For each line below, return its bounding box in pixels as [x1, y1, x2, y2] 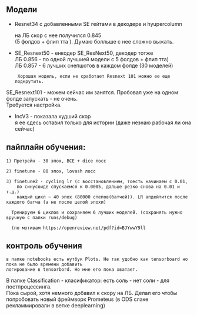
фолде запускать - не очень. [6, 95, 78, 102]
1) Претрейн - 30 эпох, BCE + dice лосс [6, 158, 107, 164]
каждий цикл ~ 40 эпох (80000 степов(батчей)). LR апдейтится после [16, 194, 188, 200]
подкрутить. [14, 78, 44, 84]
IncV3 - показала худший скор [14, 112, 91, 120]
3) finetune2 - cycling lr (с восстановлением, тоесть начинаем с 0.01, [6, 178, 188, 184]
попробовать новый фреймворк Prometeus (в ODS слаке [6, 296, 149, 303]
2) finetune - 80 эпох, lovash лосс [6, 168, 96, 174]
